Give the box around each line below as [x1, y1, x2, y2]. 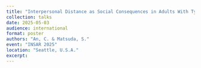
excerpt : [6, 53, 28, 59]
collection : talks [6, 14, 52, 20]
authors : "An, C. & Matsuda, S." [6, 36, 90, 42]
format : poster [6, 31, 44, 37]
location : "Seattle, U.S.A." [6, 47, 79, 53]
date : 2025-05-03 [6, 20, 50, 25]
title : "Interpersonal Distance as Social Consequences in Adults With [6, 8, 188, 15]
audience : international [6, 25, 68, 31]
